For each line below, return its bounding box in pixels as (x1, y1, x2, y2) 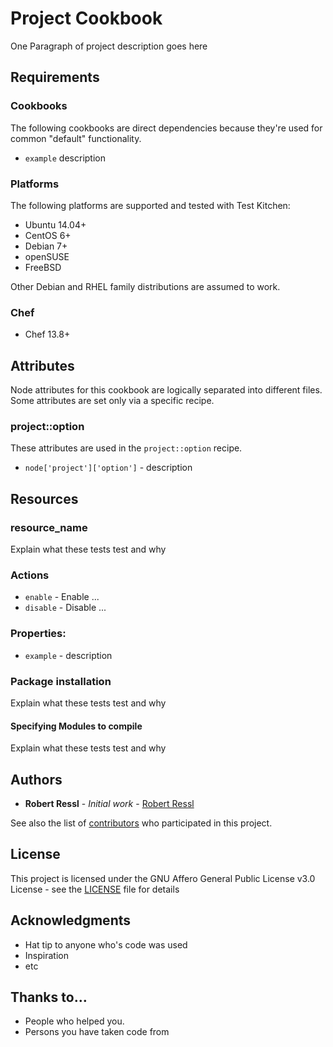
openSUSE (24, 250, 70, 262)
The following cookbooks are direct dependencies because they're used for (10, 122, 323, 134)
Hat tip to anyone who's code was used (24, 938, 188, 951)
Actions (10, 568, 50, 582)
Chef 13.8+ (24, 328, 71, 341)
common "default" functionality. (10, 132, 142, 144)
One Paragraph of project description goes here (10, 40, 208, 52)
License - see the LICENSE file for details (10, 883, 180, 895)
